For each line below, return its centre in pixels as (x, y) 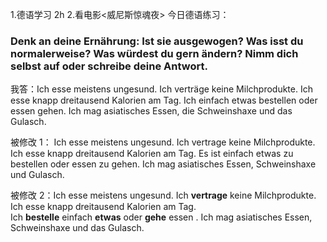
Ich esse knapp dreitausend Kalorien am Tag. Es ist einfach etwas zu (152, 154)
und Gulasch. (37, 175)
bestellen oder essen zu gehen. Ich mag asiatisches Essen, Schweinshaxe (163, 164)
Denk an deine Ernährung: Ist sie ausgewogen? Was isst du (157, 41)
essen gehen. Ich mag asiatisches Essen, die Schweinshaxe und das (151, 111)
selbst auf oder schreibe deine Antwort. (109, 66)
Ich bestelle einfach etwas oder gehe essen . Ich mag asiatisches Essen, (161, 217)
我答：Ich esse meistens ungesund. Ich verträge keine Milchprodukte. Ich (161, 89)
